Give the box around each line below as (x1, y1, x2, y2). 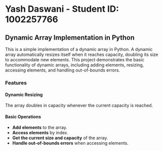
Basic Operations (5, 114, 41, 120)
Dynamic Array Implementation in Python (5, 33, 135, 42)
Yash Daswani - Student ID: (5, 3, 119, 15)
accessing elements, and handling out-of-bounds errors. (5, 67, 120, 73)
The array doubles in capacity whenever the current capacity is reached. (5, 102, 153, 108)
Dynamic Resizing (5, 92, 43, 98)
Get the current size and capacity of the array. (12, 135, 108, 141)
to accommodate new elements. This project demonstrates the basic (5, 57, 144, 62)
